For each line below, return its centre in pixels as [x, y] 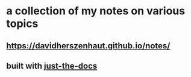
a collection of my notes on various [96, 11]
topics [22, 24]
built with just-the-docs [52, 66]
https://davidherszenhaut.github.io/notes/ [88, 46]
